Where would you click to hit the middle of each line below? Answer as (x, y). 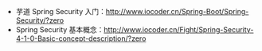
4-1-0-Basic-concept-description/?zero (81, 38)
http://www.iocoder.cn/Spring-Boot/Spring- (177, 11)
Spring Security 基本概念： (60, 29)
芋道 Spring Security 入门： (61, 11)
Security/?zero (40, 20)
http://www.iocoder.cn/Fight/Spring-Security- (178, 29)
